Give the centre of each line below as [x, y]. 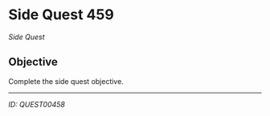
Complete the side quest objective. [66, 81]
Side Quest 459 [61, 15]
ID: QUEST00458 [37, 104]
